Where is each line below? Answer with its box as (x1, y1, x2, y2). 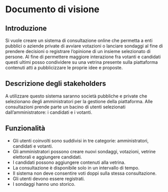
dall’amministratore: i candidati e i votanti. (5, 109, 93, 115)
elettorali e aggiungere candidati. (12, 154, 82, 160)
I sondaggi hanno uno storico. (12, 181, 75, 187)
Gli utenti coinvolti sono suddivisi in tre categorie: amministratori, (12, 137, 149, 143)
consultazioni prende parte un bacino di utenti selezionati (5, 104, 126, 110)
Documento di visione (5, 4, 100, 15)
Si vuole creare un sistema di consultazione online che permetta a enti (5, 37, 153, 43)
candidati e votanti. (12, 143, 53, 149)
